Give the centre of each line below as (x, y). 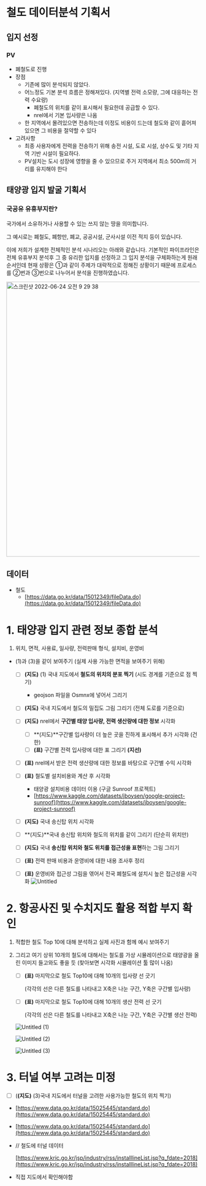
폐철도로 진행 (31, 69)
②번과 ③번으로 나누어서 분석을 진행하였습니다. (71, 272)
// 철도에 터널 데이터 (39, 1146)
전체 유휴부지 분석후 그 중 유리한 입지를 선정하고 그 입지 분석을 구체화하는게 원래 (102, 257)
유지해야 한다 (51, 169)
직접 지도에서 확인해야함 (44, 1177)
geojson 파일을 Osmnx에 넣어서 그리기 (80, 695)
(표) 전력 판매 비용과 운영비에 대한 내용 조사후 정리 (85, 860)
